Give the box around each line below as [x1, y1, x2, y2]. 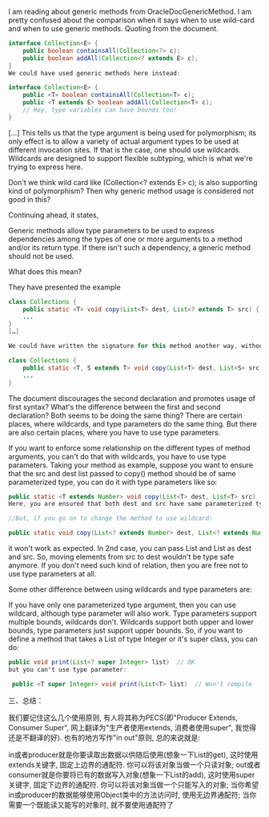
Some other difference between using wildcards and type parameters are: [8, 584, 252, 594]
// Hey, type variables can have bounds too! [22, 106, 178, 114]
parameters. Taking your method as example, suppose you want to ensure [8, 460, 254, 470]
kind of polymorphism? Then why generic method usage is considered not [8, 186, 254, 196]
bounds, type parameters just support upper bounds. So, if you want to [8, 625, 243, 635]
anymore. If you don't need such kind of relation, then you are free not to [8, 560, 249, 570]
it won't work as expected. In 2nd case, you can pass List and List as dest [8, 544, 252, 552]
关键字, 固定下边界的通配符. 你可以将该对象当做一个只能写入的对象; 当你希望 [8, 779, 259, 789]
